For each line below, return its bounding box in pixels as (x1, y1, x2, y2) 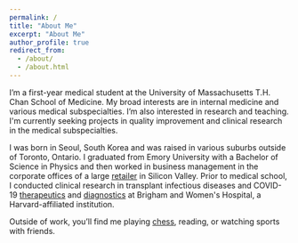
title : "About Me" (9, 21, 77, 30)
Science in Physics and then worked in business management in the (9, 161, 259, 172)
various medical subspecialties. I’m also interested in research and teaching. (9, 106, 289, 117)
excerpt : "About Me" (9, 29, 86, 38)
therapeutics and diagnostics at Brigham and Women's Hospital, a (19, 189, 262, 200)
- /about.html (17, 63, 69, 72)
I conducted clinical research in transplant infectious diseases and (9, 180, 252, 190)
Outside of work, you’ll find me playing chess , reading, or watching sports (9, 215, 280, 227)
